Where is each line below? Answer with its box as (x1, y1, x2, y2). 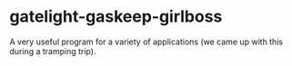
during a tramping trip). (9, 45, 96, 56)
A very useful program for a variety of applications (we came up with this (9, 36, 284, 47)
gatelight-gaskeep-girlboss (9, 6, 223, 27)
